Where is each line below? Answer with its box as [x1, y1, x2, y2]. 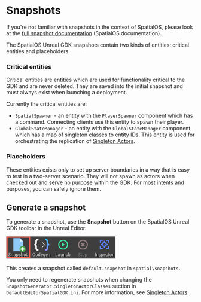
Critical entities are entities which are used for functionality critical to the [6, 76, 185, 84]
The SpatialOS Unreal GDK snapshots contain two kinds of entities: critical [6, 41, 190, 48]
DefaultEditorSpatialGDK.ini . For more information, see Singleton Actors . [6, 289, 190, 296]
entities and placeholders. [6, 47, 70, 54]
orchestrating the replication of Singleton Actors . [14, 138, 136, 145]
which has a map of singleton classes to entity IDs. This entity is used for [14, 131, 195, 138]
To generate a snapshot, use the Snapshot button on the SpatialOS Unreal [6, 218, 190, 225]
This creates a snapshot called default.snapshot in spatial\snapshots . [6, 264, 181, 272]
